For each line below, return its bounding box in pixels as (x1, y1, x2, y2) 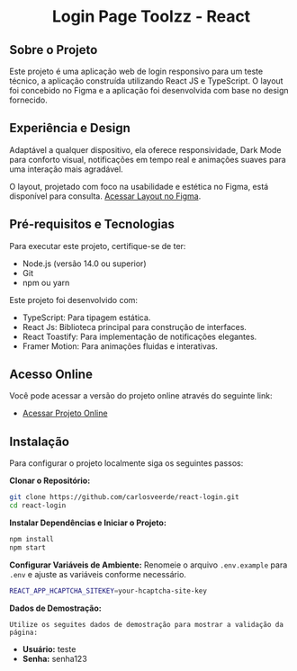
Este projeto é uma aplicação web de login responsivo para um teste (9, 66, 264, 76)
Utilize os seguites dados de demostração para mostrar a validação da (9, 620, 283, 629)
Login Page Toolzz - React (51, 6, 251, 27)
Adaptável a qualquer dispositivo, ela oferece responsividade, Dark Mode (9, 144, 282, 155)
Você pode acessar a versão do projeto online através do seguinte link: (9, 390, 273, 401)
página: (9, 628, 39, 637)
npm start (9, 542, 47, 552)
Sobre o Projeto (9, 42, 98, 58)
